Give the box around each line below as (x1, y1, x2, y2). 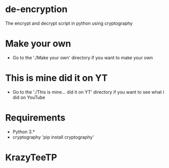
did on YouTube (12, 94, 45, 100)
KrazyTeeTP (5, 151, 57, 163)
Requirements (5, 112, 66, 123)
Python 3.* (12, 129, 35, 135)
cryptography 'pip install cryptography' (12, 134, 94, 140)
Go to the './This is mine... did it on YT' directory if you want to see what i (12, 89, 164, 95)
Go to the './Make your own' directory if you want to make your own (12, 54, 153, 61)
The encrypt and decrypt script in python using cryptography (5, 20, 133, 26)
